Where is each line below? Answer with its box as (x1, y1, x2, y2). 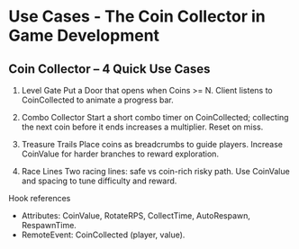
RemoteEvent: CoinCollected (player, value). (21, 229, 186, 240)
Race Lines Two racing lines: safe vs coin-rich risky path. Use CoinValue (21, 166, 290, 176)
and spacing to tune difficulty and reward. (21, 175, 177, 186)
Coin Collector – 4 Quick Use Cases (8, 61, 211, 76)
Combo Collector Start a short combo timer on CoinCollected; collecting (21, 112, 289, 122)
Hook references (8, 193, 71, 203)
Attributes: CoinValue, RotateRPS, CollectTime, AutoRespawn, (21, 210, 251, 221)
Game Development (8, 25, 159, 46)
